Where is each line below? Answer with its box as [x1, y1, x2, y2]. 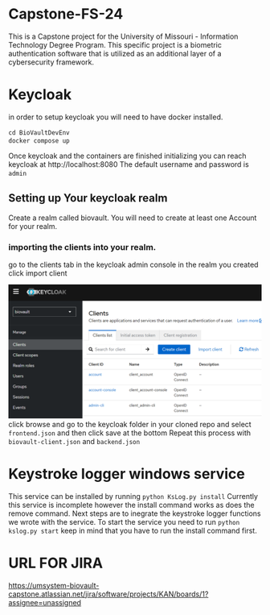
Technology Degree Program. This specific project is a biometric [8, 39, 223, 49]
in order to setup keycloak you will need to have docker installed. [8, 112, 223, 122]
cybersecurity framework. [8, 57, 95, 67]
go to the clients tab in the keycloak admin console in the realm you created [8, 260, 259, 269]
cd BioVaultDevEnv [8, 128, 70, 137]
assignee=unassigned [8, 597, 82, 607]
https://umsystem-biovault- [8, 580, 100, 590]
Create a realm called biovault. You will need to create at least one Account [8, 213, 257, 222]
